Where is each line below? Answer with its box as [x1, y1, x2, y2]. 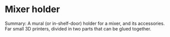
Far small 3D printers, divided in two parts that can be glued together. [5, 25, 152, 31]
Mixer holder [5, 4, 60, 15]
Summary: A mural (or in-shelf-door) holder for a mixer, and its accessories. [5, 20, 165, 26]
